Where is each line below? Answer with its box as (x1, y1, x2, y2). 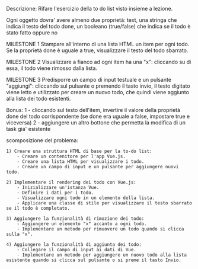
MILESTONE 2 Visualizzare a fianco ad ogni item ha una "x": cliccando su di (6, 59, 191, 65)
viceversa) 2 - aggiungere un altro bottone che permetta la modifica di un (6, 119, 186, 126)
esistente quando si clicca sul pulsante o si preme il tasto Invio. (6, 257, 182, 263)
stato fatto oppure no (6, 29, 58, 36)
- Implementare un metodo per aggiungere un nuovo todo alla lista (17, 252, 187, 258)
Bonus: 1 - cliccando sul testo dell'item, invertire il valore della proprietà (6, 107, 181, 113)
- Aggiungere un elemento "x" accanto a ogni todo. (17, 221, 147, 227)
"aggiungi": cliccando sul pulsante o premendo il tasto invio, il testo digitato (6, 82, 191, 89)
